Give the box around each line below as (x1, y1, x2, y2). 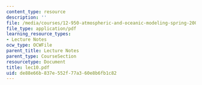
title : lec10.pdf (6, 64, 50, 71)
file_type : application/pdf (6, 25, 77, 32)
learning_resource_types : (6, 31, 71, 37)
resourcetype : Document (6, 59, 66, 65)
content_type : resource (6, 8, 66, 15)
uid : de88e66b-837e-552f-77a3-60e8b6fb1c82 (6, 70, 117, 76)
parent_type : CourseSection (6, 53, 77, 59)
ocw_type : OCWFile (6, 42, 52, 48)
